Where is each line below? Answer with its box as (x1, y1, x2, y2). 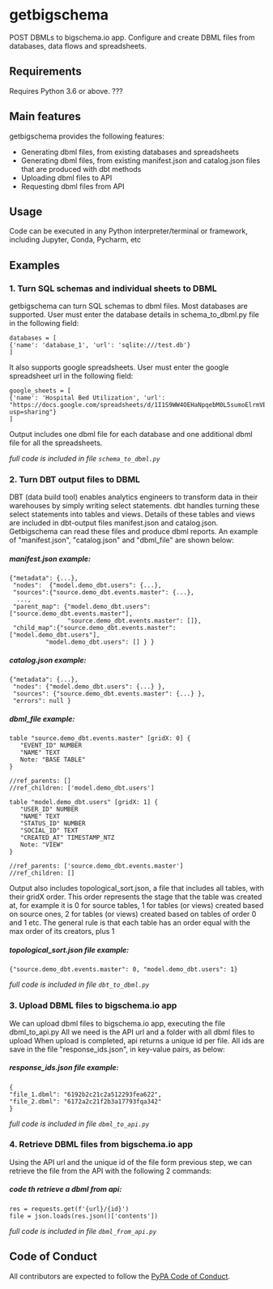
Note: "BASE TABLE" (19, 756, 86, 764)
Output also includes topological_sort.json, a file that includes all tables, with (9, 884, 264, 893)
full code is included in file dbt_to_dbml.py (9, 979, 150, 990)
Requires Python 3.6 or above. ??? (9, 86, 124, 96)
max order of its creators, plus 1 (9, 927, 115, 936)
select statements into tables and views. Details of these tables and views (9, 509, 256, 520)
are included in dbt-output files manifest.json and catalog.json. (9, 518, 219, 528)
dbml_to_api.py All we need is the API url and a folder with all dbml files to (9, 1027, 255, 1037)
